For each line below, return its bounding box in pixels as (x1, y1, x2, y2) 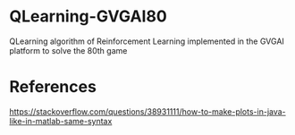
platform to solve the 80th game (9, 45, 128, 55)
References (9, 77, 97, 97)
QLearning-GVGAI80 (9, 6, 167, 27)
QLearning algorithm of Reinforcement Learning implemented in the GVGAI (9, 36, 284, 46)
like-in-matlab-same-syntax (9, 115, 113, 126)
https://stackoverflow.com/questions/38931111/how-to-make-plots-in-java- (9, 105, 286, 117)
